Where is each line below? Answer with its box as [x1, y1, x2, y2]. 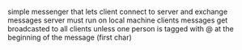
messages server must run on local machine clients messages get [7, 15, 228, 25]
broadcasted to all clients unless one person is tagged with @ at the [7, 24, 234, 33]
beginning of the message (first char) [7, 32, 133, 42]
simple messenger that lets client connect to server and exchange [7, 7, 228, 16]
